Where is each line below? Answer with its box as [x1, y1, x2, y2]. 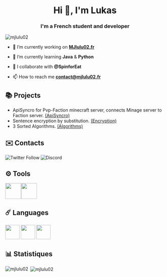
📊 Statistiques [5, 250, 53, 258]
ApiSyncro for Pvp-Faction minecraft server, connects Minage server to [12, 107, 162, 113]
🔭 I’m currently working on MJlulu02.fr [12, 44, 95, 50]
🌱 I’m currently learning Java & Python [12, 54, 94, 60]
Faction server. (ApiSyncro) [12, 113, 70, 119]
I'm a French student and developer [40, 23, 130, 30]
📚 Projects [5, 91, 41, 99]
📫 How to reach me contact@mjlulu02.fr [12, 74, 101, 80]
